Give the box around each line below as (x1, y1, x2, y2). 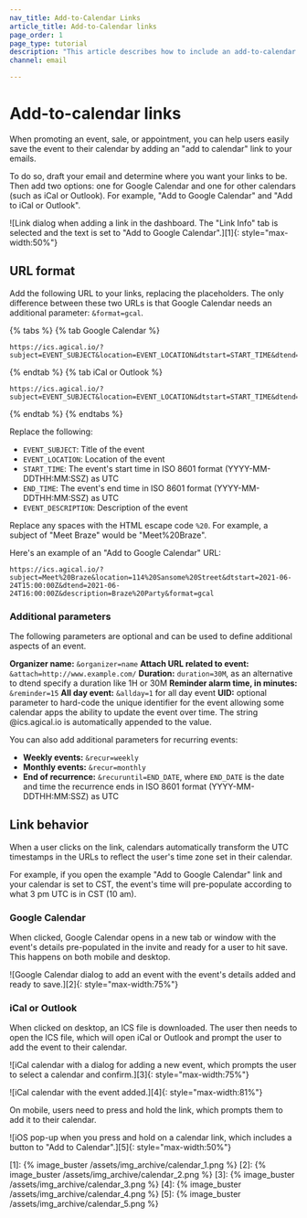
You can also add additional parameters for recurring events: (9, 734, 238, 745)
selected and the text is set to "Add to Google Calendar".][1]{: (9, 227, 240, 238)
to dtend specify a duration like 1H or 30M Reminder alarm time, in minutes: (9, 678, 298, 689)
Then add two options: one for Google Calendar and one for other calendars (9, 180, 297, 191)
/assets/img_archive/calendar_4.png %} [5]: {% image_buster (9, 1189, 241, 1200)
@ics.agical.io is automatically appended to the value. (9, 717, 212, 728)
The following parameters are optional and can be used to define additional (9, 631, 292, 642)
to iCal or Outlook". (9, 199, 81, 210)
